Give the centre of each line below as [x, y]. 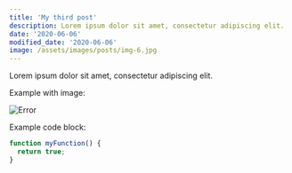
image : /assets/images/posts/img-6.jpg [83, 51]
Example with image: [48, 93]
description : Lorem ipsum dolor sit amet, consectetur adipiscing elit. [147, 26]
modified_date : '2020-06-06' [63, 42]
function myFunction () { [55, 144]
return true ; [41, 152]
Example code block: [48, 127]
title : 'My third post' [53, 17]
